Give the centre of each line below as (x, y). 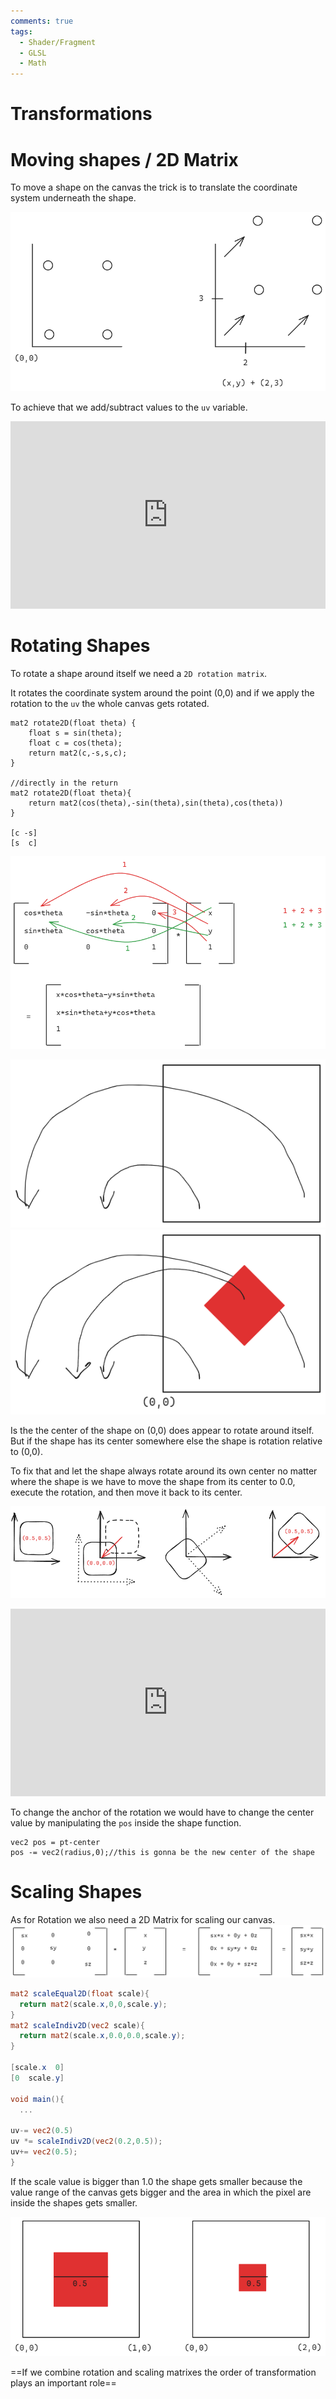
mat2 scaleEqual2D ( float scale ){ (80, 1993)
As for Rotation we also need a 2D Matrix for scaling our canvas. (143, 1919)
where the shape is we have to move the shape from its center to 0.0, (153, 1481)
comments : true (42, 21)
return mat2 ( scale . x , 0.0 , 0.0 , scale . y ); (102, 2036)
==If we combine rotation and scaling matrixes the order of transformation (163, 2372)
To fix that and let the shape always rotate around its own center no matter (164, 1471)
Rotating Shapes (80, 645)
